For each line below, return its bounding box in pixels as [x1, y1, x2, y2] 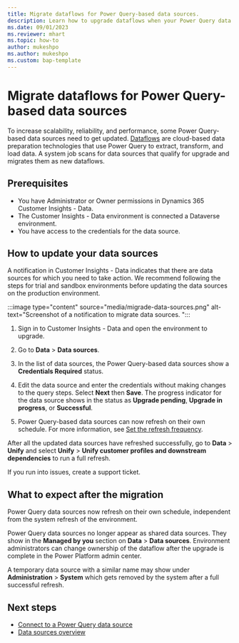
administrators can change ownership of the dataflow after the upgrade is [7, 544, 225, 553]
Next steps [7, 601, 57, 614]
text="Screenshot [7, 310, 59, 319]
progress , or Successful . [17, 404, 93, 412]
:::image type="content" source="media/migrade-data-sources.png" [7, 303, 210, 311]
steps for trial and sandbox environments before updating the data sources [7, 281, 228, 290]
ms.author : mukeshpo [7, 51, 69, 58]
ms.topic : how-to [7, 37, 59, 44]
